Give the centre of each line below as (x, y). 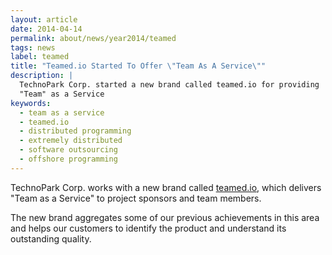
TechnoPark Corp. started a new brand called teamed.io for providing (169, 85)
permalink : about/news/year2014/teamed (93, 38)
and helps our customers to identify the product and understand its (148, 228)
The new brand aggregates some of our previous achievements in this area (165, 217)
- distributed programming (75, 131)
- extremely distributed (71, 141)
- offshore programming (68, 159)
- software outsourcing (68, 150)
